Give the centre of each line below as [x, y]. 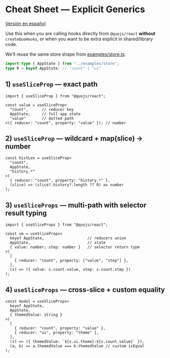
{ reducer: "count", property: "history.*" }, [60, 181]
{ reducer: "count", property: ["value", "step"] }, [72, 261]
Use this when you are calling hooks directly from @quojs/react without [80, 33]
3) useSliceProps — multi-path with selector [76, 205]
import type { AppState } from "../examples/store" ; [62, 63]
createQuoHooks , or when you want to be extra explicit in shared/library [79, 39]
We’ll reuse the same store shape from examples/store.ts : [66, 54]
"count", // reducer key [42, 109]
